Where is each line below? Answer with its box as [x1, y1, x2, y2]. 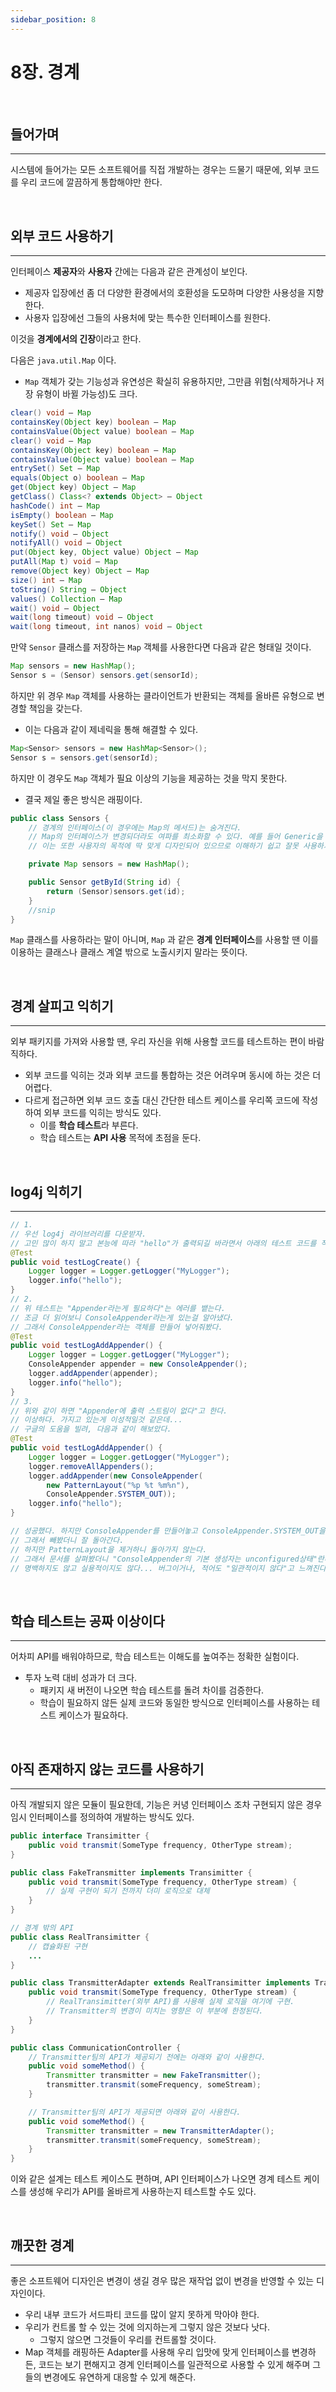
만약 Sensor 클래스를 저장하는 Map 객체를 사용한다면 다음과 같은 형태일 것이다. [10, 641, 312, 653]
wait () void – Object [10, 603, 101, 613]
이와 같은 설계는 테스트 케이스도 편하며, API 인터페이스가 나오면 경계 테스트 [10, 2173, 302, 2185]
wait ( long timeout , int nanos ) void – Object [10, 622, 203, 632]
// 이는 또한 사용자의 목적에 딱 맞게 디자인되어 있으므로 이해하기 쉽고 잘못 [28, 841, 299, 851]
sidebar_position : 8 [10, 14, 97, 25]
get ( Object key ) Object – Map [10, 482, 137, 493]
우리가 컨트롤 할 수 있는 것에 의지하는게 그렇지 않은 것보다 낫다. [24, 2321, 270, 2333]
